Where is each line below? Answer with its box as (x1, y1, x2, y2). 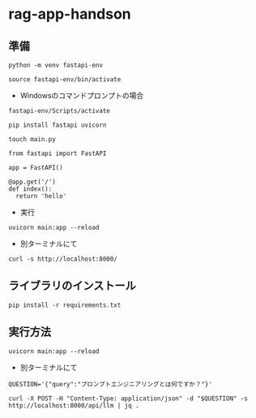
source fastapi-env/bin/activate (8, 75, 122, 84)
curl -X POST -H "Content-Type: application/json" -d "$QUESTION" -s (8, 394, 249, 403)
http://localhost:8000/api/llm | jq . (8, 401, 139, 410)
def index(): (8, 185, 53, 193)
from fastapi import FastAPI (8, 149, 107, 157)
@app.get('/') (8, 178, 57, 186)
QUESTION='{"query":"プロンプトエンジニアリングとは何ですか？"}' (8, 380, 213, 388)
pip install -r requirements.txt (8, 301, 122, 309)
